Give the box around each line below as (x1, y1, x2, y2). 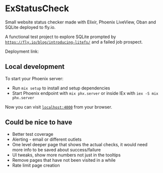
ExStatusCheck (5, 3, 69, 14)
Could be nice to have (5, 118, 72, 127)
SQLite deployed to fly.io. (5, 24, 56, 30)
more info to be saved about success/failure (12, 147, 101, 152)
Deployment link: (5, 48, 39, 54)
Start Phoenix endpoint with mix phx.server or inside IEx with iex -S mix (12, 90, 159, 96)
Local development (5, 63, 65, 71)
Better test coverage (12, 131, 54, 137)
